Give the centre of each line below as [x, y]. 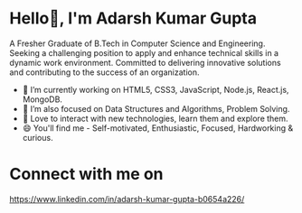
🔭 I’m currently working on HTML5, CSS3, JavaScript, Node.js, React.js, [156, 89]
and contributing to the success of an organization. [104, 72]
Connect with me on [87, 174]
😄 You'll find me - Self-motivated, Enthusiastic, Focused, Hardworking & [158, 128]
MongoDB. [42, 99]
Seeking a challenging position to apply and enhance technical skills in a [144, 52]
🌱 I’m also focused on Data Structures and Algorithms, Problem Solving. [156, 108]
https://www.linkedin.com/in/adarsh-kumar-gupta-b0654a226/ [127, 199]
